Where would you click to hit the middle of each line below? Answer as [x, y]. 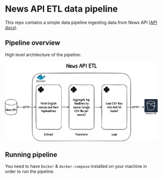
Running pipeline [31, 155]
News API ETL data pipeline [61, 9]
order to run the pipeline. [30, 172]
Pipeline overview [33, 43]
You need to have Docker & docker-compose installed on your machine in [76, 166]
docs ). [11, 27]
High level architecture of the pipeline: [43, 54]
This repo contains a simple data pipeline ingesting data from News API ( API [81, 22]
